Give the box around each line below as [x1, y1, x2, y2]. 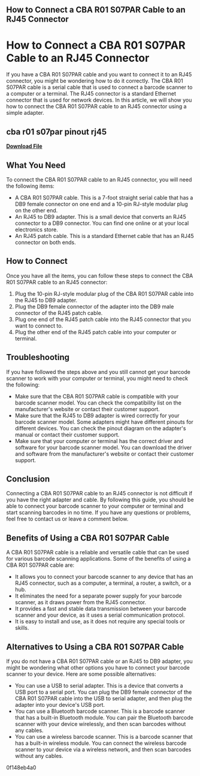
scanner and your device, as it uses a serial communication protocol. [14, 611, 185, 619]
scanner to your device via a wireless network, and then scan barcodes [14, 746, 192, 753]
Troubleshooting [6, 352, 70, 362]
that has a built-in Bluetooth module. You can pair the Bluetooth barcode [14, 714, 193, 721]
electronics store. [14, 225, 58, 233]
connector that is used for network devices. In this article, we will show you [6, 96, 192, 104]
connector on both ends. [14, 239, 76, 246]
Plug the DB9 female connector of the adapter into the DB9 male [14, 303, 174, 310]
